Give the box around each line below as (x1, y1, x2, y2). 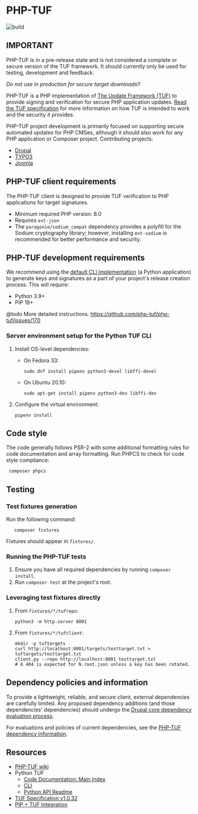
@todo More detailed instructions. (6, 311, 90, 318)
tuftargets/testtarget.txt (14, 651, 82, 657)
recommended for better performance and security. (14, 236, 141, 243)
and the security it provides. (6, 111, 75, 118)
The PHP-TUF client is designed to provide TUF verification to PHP (6, 192, 169, 199)
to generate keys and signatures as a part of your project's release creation (6, 275, 190, 282)
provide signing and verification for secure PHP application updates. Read (6, 98, 187, 105)
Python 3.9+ (14, 293, 46, 300)
